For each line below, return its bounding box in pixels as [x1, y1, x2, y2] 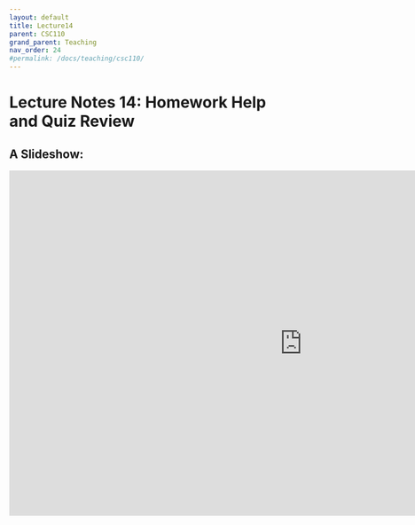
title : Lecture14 [9, 21, 74, 30]
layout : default [9, 12, 69, 22]
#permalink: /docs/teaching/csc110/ [9, 54, 145, 63]
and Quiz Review [9, 112, 136, 131]
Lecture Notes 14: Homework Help [9, 92, 267, 113]
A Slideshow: [9, 146, 84, 161]
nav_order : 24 [9, 46, 62, 55]
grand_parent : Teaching [9, 37, 98, 47]
